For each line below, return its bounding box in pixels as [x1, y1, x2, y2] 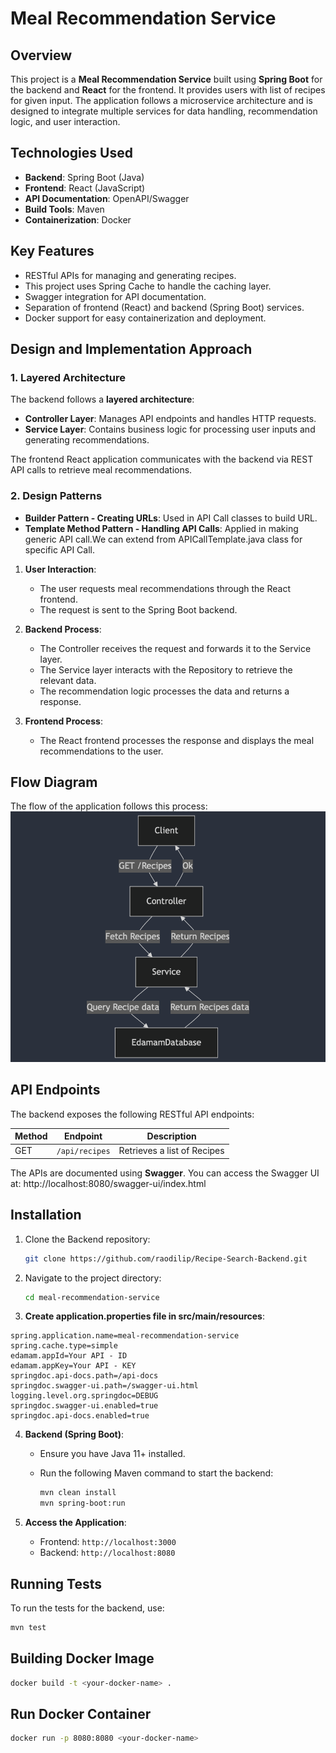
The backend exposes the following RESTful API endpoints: [10, 1108, 255, 1120]
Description [146, 1130, 197, 1142]
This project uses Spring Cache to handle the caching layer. [24, 280, 272, 292]
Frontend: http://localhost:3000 [39, 1536, 177, 1548]
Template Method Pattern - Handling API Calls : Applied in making [24, 522, 299, 534]
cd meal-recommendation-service [24, 1292, 160, 1302]
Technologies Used [10, 145, 133, 162]
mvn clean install [39, 1488, 117, 1498]
